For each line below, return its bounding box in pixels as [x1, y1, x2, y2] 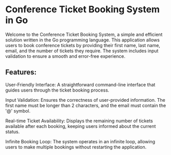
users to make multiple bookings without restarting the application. [5, 144, 147, 150]
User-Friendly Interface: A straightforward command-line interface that [5, 81, 156, 87]
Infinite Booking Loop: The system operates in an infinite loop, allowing [5, 138, 156, 144]
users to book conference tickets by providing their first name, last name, [5, 42, 161, 48]
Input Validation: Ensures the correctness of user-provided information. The [5, 97, 165, 103]
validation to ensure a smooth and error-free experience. [5, 53, 126, 59]
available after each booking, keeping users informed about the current [5, 123, 156, 129]
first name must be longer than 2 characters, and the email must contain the [5, 102, 166, 108]
